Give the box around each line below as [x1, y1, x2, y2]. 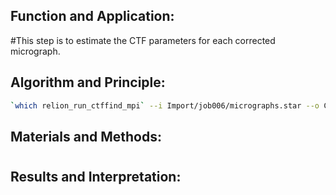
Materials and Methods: [10, 128, 162, 145]
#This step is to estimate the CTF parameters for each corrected [10, 34, 276, 46]
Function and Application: [10, 8, 175, 25]
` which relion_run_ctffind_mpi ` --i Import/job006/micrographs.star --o [10, 100, 320, 111]
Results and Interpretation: [10, 169, 182, 186]
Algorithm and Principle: [10, 74, 166, 91]
